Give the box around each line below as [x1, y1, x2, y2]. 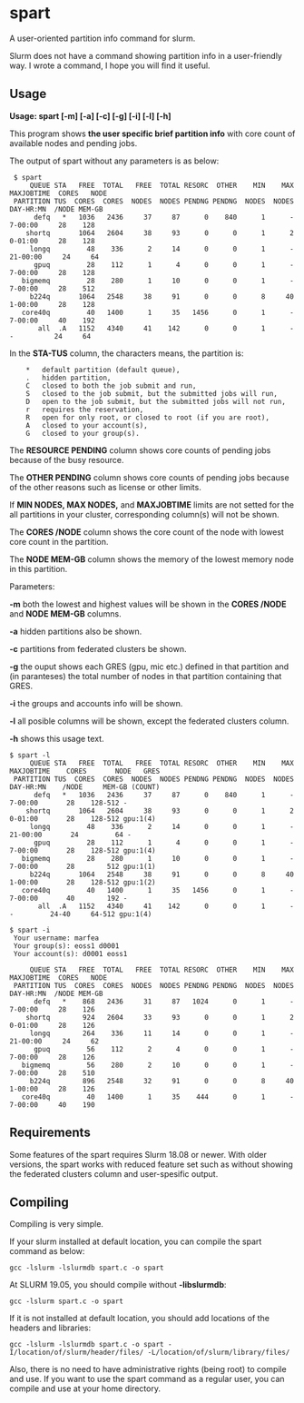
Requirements [9, 1125, 91, 1141]
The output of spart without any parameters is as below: [9, 155, 220, 166]
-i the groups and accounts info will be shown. [9, 697, 183, 708]
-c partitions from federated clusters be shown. [9, 643, 187, 654]
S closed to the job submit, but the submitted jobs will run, [25, 389, 279, 398]
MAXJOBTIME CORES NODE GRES [9, 766, 161, 776]
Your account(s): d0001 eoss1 [13, 949, 128, 958]
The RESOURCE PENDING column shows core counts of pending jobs [9, 444, 271, 456]
